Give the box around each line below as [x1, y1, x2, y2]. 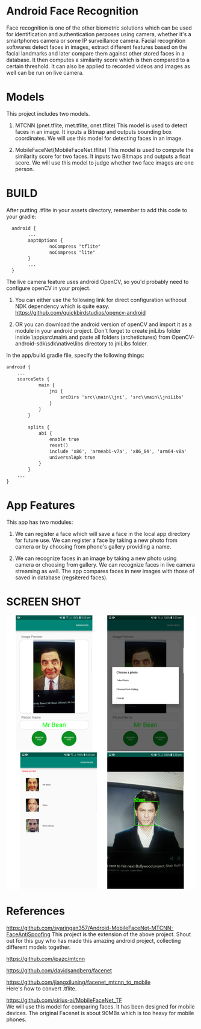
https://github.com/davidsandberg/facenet [6, 967, 113, 974]
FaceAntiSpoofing [6, 931, 51, 938]
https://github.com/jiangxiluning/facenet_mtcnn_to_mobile [6, 978, 151, 986]
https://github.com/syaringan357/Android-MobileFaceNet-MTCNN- [6, 924, 174, 932]
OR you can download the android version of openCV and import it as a [14, 321, 192, 328]
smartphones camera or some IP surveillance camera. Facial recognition [6, 37, 186, 44]
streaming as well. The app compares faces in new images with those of [14, 567, 194, 574]
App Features [6, 499, 75, 512]
